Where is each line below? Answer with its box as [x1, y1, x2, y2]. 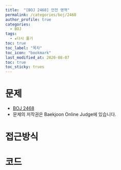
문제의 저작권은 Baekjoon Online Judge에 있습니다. [12, 111, 116, 117]
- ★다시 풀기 [10, 36, 33, 41]
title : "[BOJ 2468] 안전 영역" [5, 7, 70, 13]
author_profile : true [5, 17, 52, 22]
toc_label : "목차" [5, 45, 42, 51]
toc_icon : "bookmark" [5, 50, 52, 55]
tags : [5, 31, 17, 36]
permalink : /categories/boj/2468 [5, 12, 77, 17]
